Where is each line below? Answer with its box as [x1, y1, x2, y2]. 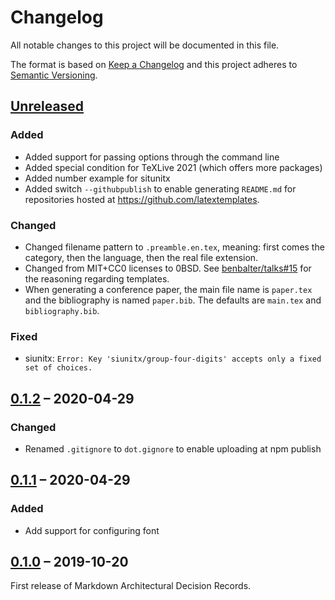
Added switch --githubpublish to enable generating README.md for [24, 182, 297, 195]
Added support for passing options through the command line [24, 151, 280, 163]
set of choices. [24, 363, 93, 373]
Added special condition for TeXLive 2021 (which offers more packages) [24, 161, 323, 173]
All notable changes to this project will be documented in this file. [10, 39, 280, 51]
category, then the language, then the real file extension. [24, 251, 259, 263]
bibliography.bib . [24, 304, 100, 316]
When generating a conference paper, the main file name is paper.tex [24, 283, 313, 295]
